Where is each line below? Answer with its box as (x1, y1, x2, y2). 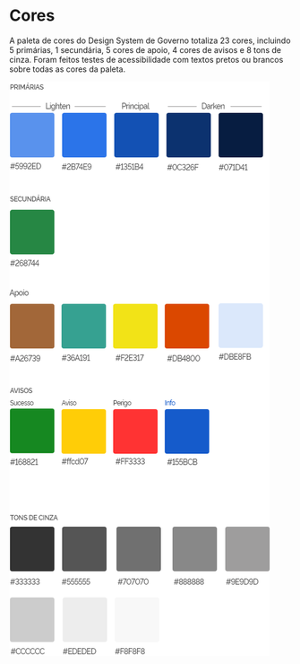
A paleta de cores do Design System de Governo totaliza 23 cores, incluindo (9, 35, 291, 46)
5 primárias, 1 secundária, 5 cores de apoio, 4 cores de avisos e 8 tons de (9, 44, 282, 55)
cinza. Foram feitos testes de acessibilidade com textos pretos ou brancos (9, 54, 284, 65)
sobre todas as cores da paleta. (9, 64, 126, 74)
